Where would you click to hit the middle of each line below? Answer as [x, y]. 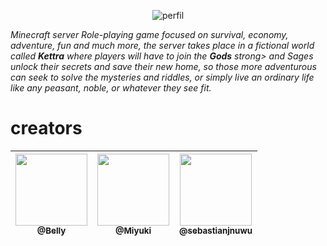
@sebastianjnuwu [216, 230]
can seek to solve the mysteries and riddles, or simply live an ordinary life [162, 77]
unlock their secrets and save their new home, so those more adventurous [163, 66]
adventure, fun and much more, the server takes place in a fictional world [162, 45]
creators [46, 128]
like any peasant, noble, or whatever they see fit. [111, 88]
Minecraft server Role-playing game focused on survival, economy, [149, 34]
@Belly [51, 230]
